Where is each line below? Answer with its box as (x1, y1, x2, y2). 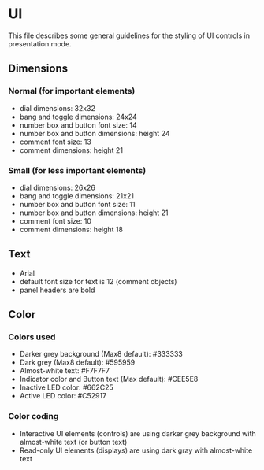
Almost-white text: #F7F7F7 (19, 366, 110, 376)
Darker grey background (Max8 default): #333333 (19, 350, 184, 359)
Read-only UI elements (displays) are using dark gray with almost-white (19, 446, 253, 455)
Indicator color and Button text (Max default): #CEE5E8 (19, 375, 199, 384)
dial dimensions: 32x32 (19, 103, 96, 113)
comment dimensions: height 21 (19, 145, 124, 154)
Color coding (8, 411, 59, 422)
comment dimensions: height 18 (19, 224, 124, 234)
